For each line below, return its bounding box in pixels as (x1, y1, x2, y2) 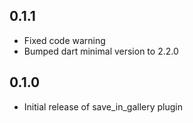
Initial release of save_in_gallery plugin (23, 100, 184, 113)
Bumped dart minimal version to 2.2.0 (23, 45, 179, 57)
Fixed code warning (23, 34, 106, 46)
